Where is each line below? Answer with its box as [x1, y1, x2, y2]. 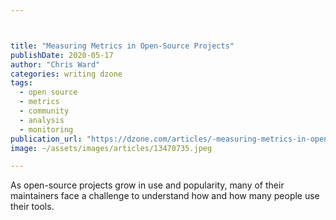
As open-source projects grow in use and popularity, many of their [10, 179, 285, 191]
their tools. [10, 201, 55, 213]
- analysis [19, 115, 65, 125]
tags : [10, 78, 33, 88]
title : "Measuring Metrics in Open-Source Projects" [10, 41, 235, 51]
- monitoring [19, 124, 74, 135]
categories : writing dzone [10, 69, 123, 79]
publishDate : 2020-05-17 [10, 50, 114, 60]
